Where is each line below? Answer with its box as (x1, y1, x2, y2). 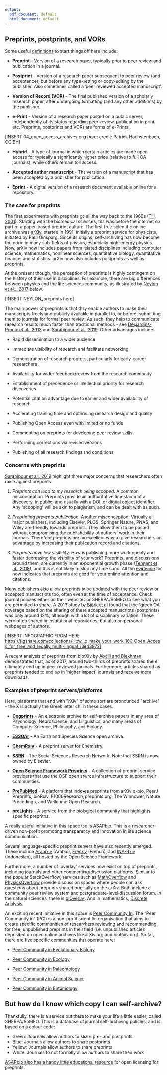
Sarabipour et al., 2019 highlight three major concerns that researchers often (5, 473, 162, 479)
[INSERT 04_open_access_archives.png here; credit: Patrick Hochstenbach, (5, 134, 161, 140)
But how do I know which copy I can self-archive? (5, 1000, 162, 1008)
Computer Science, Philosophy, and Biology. (12, 724, 103, 730)
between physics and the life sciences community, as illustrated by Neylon (5, 281, 158, 287)
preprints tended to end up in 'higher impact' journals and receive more (5, 669, 152, 675)
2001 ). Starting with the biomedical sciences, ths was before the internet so (5, 218, 160, 225)
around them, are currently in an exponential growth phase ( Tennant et (12, 560, 158, 566)
